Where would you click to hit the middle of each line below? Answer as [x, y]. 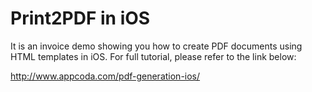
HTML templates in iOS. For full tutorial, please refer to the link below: [153, 56]
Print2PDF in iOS [80, 18]
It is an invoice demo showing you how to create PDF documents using [156, 46]
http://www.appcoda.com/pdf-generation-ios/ [105, 76]
